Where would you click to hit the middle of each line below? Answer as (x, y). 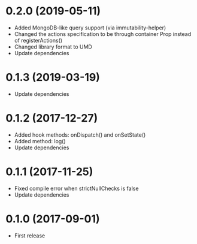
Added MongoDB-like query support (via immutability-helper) (90, 28)
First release (30, 236)
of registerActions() (38, 40)
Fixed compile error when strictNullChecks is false (76, 188)
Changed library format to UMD (53, 47)
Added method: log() (40, 141)
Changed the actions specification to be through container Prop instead (103, 34)
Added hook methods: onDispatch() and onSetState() (80, 135)
